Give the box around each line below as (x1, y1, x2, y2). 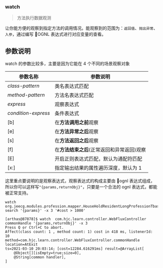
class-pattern (7, 82, 40, 89)
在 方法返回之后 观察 (54, 137, 98, 144)
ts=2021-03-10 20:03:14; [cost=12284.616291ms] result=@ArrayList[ (5, 246, 145, 252)
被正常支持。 (5, 190, 31, 196)
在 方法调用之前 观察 (54, 119, 98, 126)
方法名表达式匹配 (54, 92, 94, 99)
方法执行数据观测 (16, 15, 51, 21)
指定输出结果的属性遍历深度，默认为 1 (54, 165, 142, 172)
